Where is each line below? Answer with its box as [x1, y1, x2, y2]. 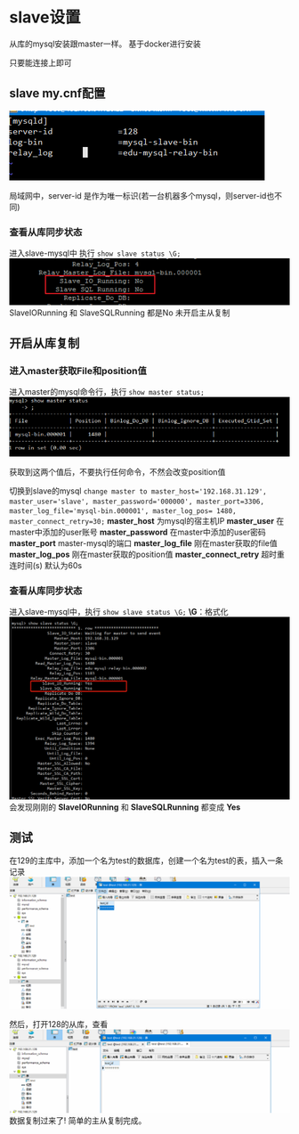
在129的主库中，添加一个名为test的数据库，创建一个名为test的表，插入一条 [9, 855, 284, 866]
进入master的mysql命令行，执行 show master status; [9, 387, 205, 397]
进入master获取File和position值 [9, 365, 147, 378]
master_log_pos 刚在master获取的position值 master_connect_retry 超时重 [9, 549, 285, 560]
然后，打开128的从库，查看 [9, 1019, 109, 1030]
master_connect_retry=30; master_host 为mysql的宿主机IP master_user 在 [9, 516, 285, 526]
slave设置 [9, 7, 82, 28]
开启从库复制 [9, 336, 80, 351]
